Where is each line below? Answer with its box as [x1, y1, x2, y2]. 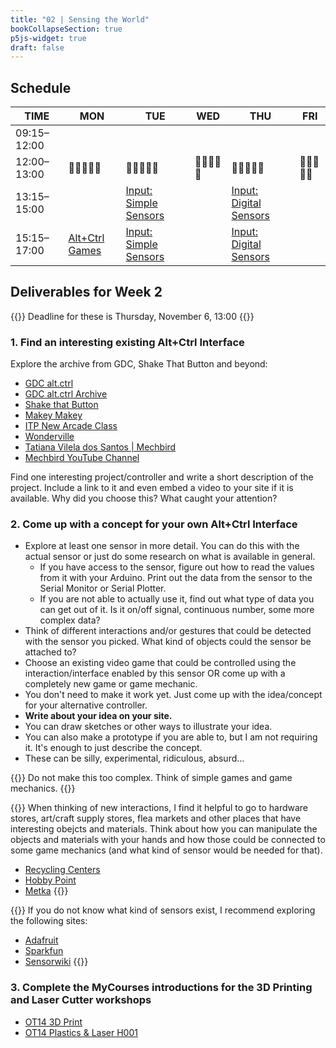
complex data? [39, 614, 101, 626]
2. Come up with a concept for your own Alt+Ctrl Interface [10, 517, 298, 531]
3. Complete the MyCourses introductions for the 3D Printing [10, 981, 313, 995]
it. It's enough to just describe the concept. [24, 742, 203, 754]
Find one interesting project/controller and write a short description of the [10, 471, 314, 483]
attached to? [24, 646, 77, 658]
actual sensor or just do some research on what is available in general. [24, 551, 316, 563]
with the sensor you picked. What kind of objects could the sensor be [24, 636, 312, 648]
